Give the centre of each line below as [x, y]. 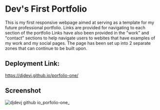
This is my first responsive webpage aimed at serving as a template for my [80, 22]
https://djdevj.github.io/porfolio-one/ [42, 75]
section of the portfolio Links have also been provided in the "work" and [77, 33]
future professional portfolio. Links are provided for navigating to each [75, 27]
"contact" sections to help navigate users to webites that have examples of [80, 38]
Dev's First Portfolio [46, 9]
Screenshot [23, 91]
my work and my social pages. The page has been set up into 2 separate [78, 43]
